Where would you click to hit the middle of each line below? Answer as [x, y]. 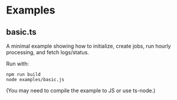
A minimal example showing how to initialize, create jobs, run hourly [88, 46]
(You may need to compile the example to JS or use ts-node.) [81, 91]
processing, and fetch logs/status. [48, 52]
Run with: [18, 64]
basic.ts [21, 32]
